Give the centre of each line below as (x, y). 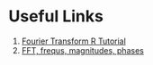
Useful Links (56, 16)
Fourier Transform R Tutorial (74, 41)
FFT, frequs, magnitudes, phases (83, 50)
